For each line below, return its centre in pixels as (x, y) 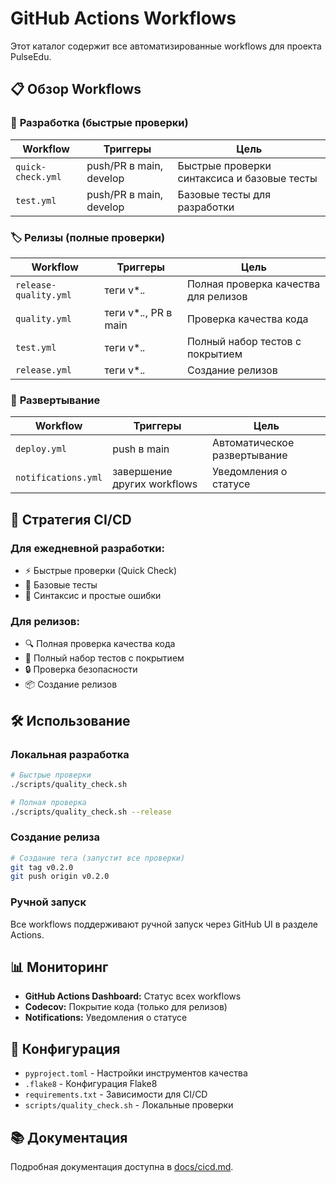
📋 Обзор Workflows (76, 89)
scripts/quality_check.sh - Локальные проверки (129, 1105)
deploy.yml (41, 449)
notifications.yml (59, 478)
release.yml (44, 370)
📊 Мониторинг (59, 967)
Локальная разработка (70, 754)
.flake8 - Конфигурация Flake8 (91, 1084)
